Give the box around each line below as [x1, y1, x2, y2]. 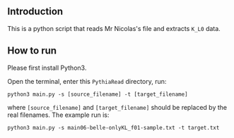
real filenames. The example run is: [7, 111, 110, 119]
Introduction [7, 6, 64, 18]
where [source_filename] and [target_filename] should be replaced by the [7, 103, 228, 111]
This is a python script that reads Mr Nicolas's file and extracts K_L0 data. [7, 24, 221, 32]
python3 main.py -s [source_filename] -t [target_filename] [7, 91, 189, 98]
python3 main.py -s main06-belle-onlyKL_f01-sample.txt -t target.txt [7, 124, 220, 131]
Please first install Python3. [7, 63, 87, 72]
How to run [7, 45, 57, 57]
